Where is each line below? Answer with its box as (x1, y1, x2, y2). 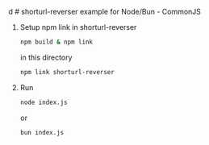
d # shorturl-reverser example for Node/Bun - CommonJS (8, 7, 202, 16)
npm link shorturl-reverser (19, 68, 115, 76)
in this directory (19, 52, 73, 62)
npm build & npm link (19, 38, 94, 46)
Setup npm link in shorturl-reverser (19, 23, 137, 31)
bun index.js (19, 128, 65, 136)
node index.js (19, 98, 68, 106)
